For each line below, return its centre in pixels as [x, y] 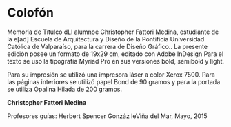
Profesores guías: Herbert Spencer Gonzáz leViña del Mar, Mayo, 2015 [108, 116]
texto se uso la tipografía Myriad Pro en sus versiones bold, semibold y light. [116, 61]
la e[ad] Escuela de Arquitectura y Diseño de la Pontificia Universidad [106, 39]
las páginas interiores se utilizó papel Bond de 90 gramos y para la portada [114, 81]
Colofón [30, 13]
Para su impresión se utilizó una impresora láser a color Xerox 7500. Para [111, 75]
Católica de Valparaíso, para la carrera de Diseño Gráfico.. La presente [108, 46]
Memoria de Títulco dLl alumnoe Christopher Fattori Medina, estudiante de [113, 32]
